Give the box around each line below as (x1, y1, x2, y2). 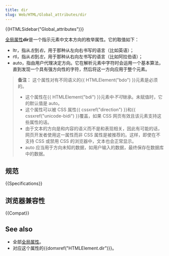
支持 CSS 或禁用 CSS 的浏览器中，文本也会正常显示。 (25, 138, 137, 144)
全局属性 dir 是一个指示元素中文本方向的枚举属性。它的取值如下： (5, 36, 140, 42)
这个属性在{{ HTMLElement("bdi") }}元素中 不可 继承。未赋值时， (25, 94, 158, 100)
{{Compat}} (5, 210, 29, 216)
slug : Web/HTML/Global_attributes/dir (5, 12, 87, 17)
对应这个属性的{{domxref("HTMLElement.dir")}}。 (12, 245, 117, 251)
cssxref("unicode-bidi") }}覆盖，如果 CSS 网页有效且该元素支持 (25, 113, 157, 119)
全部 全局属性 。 (12, 238, 44, 245)
